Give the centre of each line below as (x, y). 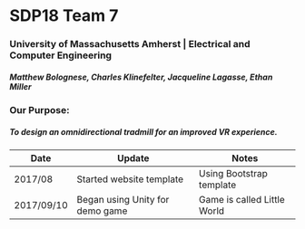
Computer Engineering (60, 55)
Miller (20, 86)
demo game (102, 211)
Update (133, 158)
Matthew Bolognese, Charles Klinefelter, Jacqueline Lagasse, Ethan (141, 77)
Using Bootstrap (233, 174)
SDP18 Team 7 (64, 16)
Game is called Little (242, 200)
